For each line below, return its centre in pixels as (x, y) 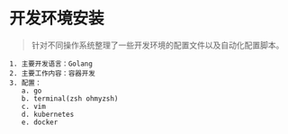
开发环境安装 (57, 18)
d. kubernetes (48, 114)
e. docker (40, 122)
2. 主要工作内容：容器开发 (53, 73)
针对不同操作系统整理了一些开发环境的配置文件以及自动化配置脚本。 (157, 45)
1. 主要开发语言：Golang (51, 64)
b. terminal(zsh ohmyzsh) (70, 98)
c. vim (34, 106)
